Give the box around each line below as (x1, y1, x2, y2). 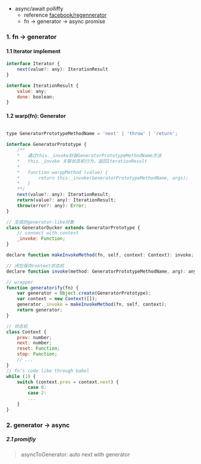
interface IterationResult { (6, 83, 79, 88)
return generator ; (17, 307, 63, 313)
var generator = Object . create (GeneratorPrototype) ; (17, 290, 151, 297)
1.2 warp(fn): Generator (6, 112, 66, 119)
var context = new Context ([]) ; (17, 296, 98, 302)
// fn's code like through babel (6, 368, 90, 374)
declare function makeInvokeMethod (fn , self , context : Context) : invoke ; (6, 252, 194, 258)
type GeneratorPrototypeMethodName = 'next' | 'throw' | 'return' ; (6, 131, 178, 137)
